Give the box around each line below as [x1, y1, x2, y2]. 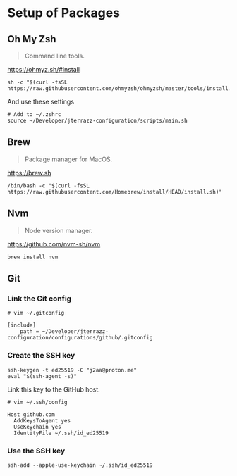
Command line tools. [24, 51, 85, 60]
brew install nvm [7, 253, 59, 261]
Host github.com [7, 411, 55, 418]
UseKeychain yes [13, 423, 61, 430]
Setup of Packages [7, 5, 120, 21]
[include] [7, 322, 37, 329]
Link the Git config [7, 294, 72, 303]
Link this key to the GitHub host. [7, 385, 100, 394]
